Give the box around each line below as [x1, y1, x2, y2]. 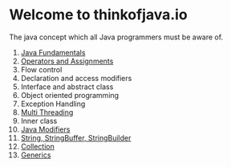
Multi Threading [20, 107, 74, 117]
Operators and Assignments [20, 56, 114, 66]
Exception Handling [20, 99, 86, 108]
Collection [20, 141, 55, 151]
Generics [20, 150, 51, 160]
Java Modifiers [20, 124, 71, 134]
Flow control [20, 64, 63, 74]
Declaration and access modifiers [20, 73, 132, 83]
